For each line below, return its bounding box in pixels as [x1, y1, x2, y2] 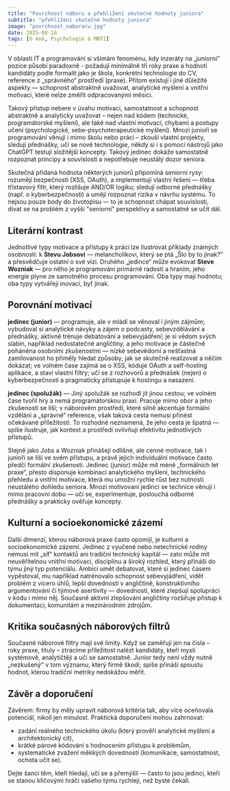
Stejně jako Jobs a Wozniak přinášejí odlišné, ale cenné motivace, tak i [8, 446, 207, 454]
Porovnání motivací [8, 299, 92, 311]
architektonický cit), [17, 734, 74, 742]
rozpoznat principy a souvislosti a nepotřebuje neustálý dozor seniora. [8, 155, 206, 163]
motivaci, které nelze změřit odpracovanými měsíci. [8, 91, 153, 99]
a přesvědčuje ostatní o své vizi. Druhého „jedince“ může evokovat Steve [8, 257, 214, 265]
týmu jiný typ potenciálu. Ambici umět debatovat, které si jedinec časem [8, 564, 212, 573]
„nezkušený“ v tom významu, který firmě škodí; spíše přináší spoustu [8, 661, 203, 669]
